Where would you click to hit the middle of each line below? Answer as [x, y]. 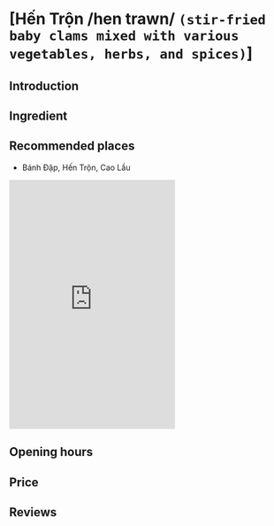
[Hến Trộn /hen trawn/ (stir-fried [138, 19]
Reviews [33, 512]
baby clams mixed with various [124, 36]
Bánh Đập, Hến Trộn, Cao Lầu [76, 167]
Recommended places [72, 146]
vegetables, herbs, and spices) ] [131, 54]
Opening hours [51, 452]
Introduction [44, 85]
